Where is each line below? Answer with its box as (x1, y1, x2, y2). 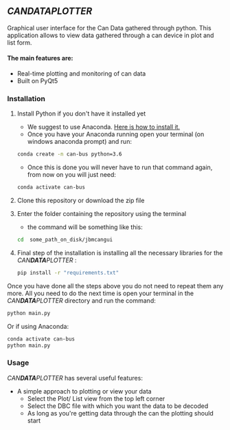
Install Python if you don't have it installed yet (16, 109, 146, 118)
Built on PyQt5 (16, 77, 58, 85)
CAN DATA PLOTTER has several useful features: (7, 374, 143, 382)
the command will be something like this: (27, 223, 143, 231)
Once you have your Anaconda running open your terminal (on (27, 130, 205, 138)
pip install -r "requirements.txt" (16, 269, 119, 276)
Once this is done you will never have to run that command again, (27, 163, 213, 171)
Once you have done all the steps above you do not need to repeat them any (7, 281, 224, 290)
